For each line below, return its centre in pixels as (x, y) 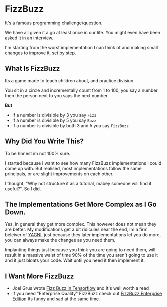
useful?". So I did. (23, 189)
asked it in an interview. (29, 38)
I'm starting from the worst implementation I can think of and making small (82, 47)
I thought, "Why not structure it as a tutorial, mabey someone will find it (78, 183)
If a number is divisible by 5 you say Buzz (54, 120)
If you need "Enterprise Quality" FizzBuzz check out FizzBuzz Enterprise (87, 294)
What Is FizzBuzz (33, 69)
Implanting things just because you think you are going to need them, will (80, 250)
